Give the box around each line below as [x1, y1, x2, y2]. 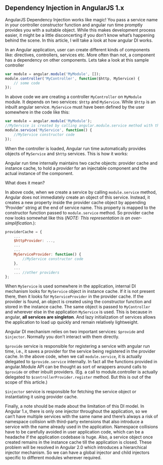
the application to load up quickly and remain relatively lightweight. [5, 320, 139, 325]
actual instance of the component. [5, 170, 74, 176]
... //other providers [14, 270, 60, 275]
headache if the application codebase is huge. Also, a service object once [5, 434, 153, 440]
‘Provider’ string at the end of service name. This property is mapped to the [5, 205, 156, 210]
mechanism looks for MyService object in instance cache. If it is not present [5, 289, 155, 294]
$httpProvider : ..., [14, 239, 55, 243]
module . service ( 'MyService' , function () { [5, 128, 92, 133]
